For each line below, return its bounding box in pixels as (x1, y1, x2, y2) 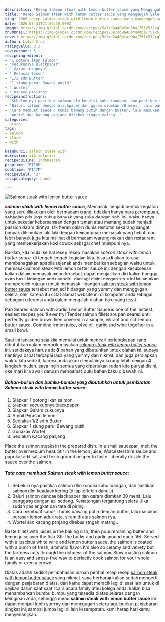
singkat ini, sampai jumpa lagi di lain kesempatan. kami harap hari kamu (5, 606, 150, 612)
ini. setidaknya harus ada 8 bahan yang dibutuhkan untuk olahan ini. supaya (5, 347, 159, 353)
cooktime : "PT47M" (5, 167, 43, 172)
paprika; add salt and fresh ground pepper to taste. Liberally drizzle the (5, 454, 150, 460)
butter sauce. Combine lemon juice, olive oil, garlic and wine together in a (5, 322, 154, 328)
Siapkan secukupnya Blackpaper (12, 402, 79, 408)
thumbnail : (5, 30, 27, 35)
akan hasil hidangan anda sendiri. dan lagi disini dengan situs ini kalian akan (5, 276, 159, 282)
